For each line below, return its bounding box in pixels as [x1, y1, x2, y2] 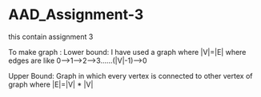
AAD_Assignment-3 [8, 6, 144, 24]
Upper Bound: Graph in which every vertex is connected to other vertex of [8, 71, 253, 80]
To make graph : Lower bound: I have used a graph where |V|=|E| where [8, 47, 247, 56]
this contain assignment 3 [8, 32, 94, 41]
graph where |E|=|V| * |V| [8, 80, 94, 89]
